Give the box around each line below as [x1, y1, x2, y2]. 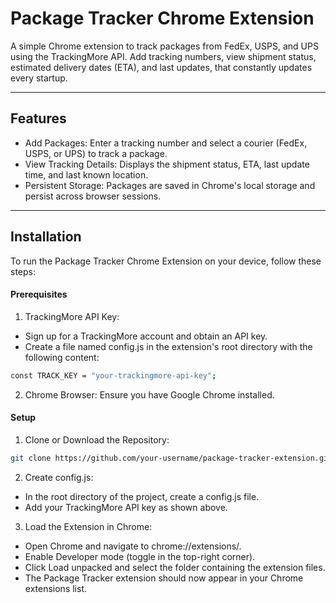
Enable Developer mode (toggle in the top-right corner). [24, 550, 256, 562]
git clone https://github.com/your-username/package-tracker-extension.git [10, 453, 333, 463]
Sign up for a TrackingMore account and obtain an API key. [24, 330, 268, 342]
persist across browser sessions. [24, 190, 162, 202]
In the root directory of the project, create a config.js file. [24, 490, 260, 502]
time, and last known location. [24, 168, 149, 181]
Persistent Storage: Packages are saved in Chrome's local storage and [24, 179, 316, 191]
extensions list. [24, 582, 87, 594]
